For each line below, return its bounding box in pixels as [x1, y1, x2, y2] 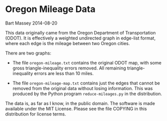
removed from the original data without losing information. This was [12, 85, 153, 91]
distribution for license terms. [5, 111, 66, 117]
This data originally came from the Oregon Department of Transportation [5, 29, 156, 35]
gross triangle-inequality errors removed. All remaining [12, 65, 126, 71]
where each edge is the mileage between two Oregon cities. [5, 40, 130, 46]
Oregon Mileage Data [5, 3, 96, 15]
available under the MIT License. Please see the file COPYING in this [5, 105, 147, 111]
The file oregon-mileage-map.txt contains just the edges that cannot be [12, 80, 160, 86]
